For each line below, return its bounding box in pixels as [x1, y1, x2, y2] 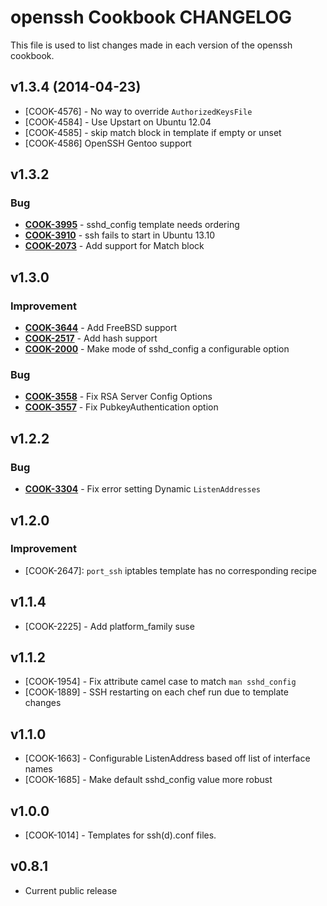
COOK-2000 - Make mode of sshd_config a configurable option [24, 343, 290, 355]
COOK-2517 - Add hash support [24, 332, 158, 345]
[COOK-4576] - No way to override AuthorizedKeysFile [24, 105, 253, 117]
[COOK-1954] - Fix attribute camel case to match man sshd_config [24, 676, 297, 688]
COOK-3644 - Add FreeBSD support [24, 322, 177, 334]
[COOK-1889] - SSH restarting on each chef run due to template [24, 686, 289, 698]
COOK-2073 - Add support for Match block [24, 240, 205, 252]
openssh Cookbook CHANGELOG [10, 6, 293, 29]
